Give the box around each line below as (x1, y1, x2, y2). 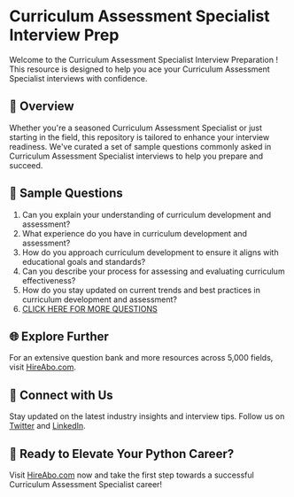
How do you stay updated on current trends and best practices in (21, 284, 261, 295)
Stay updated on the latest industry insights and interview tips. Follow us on (9, 411, 285, 422)
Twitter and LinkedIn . (9, 421, 86, 431)
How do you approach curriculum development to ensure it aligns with (21, 246, 279, 258)
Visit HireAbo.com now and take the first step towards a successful (9, 470, 254, 480)
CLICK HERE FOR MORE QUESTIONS (21, 303, 158, 314)
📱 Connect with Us (9, 387, 113, 402)
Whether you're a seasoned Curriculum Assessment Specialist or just (9, 122, 263, 133)
